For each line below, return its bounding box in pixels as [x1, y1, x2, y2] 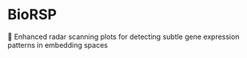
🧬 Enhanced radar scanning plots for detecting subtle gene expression [7, 32, 240, 41]
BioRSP [7, 6, 58, 24]
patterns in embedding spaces [7, 40, 109, 49]
